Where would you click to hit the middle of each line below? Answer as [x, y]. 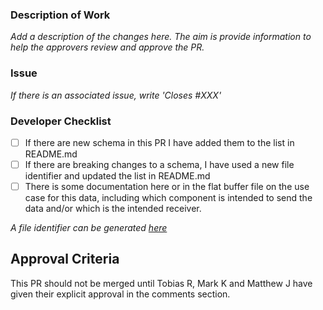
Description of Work [60, 15]
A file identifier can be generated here [89, 228]
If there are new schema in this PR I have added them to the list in [159, 142]
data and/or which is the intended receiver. [113, 209]
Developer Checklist [61, 121]
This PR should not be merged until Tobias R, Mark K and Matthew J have [161, 283]
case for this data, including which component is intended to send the [168, 198]
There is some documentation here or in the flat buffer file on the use [167, 187]
